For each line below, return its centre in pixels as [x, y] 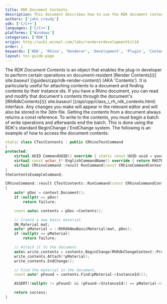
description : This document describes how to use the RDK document [77, 14]
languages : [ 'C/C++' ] [28, 28]
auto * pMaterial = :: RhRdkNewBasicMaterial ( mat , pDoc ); [73, 229]
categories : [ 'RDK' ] [27, 38]
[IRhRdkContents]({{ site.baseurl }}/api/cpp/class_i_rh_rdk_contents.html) [81, 102]
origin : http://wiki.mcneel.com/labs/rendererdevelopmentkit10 [72, 42]
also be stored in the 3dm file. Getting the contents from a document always [83, 112]
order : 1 [14, 47]
